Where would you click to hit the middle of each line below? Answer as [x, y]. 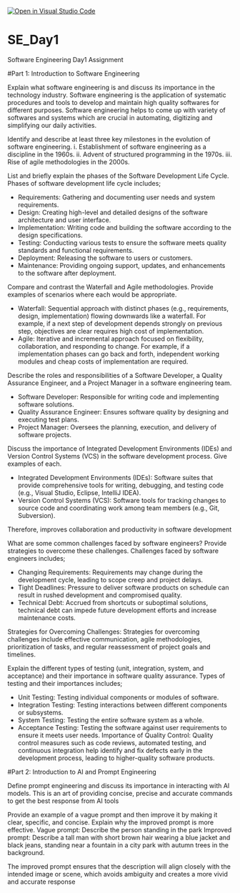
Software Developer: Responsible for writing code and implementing [118, 396]
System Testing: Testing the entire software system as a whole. [111, 720]
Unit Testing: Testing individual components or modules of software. [118, 697]
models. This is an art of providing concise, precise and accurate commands [120, 793]
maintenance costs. [47, 617]
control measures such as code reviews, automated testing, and [112, 742]
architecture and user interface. [64, 220]
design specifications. [50, 235]
